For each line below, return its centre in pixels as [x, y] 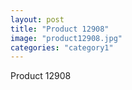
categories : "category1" [62, 47]
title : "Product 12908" [60, 29]
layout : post [37, 19]
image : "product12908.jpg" [66, 38]
